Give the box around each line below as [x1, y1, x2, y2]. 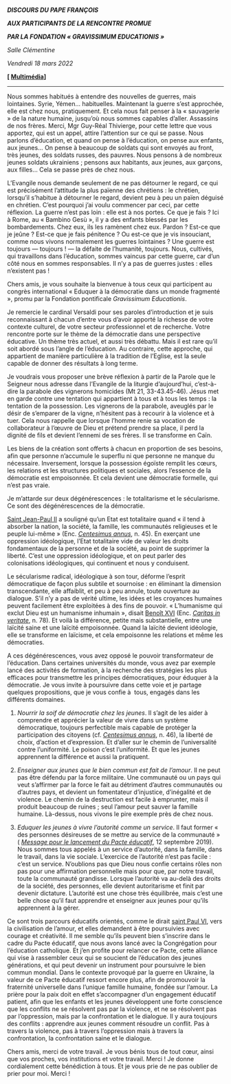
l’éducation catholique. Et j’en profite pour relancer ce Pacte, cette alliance [7, 946, 218, 955]
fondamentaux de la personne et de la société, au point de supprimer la [7, 544, 210, 552]
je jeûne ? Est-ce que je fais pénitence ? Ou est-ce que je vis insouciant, [7, 230, 212, 238]
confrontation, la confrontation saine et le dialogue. [7, 1034, 153, 1042]
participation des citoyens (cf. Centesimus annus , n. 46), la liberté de [16, 731, 213, 739]
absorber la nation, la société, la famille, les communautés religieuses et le [7, 523, 218, 530]
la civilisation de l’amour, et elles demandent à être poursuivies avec [7, 924, 200, 932]
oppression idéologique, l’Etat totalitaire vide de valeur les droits [7, 537, 189, 545]
